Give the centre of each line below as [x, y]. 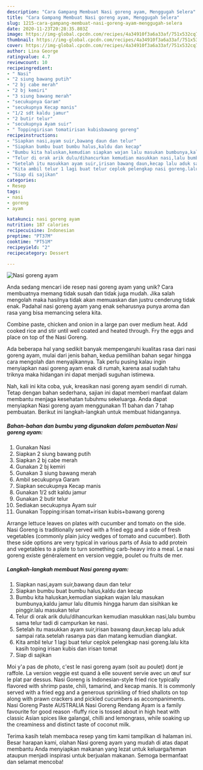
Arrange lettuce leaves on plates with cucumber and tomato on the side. [96, 524]
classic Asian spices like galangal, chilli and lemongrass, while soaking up [98, 718]
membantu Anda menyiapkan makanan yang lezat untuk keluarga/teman [97, 749]
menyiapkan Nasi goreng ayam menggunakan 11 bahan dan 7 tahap [90, 406]
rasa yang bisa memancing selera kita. [55, 313]
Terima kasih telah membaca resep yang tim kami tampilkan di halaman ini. [100, 736]
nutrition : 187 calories [38, 225]
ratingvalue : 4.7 [29, 57]
